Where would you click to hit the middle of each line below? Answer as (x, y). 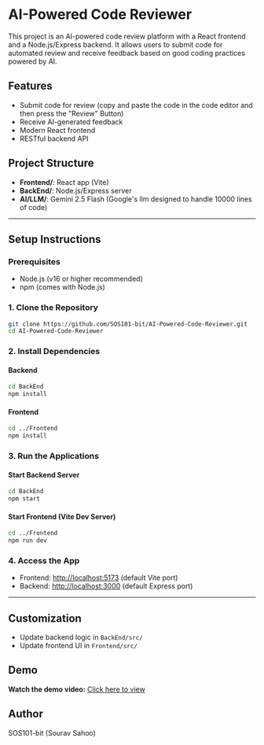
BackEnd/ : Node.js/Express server (75, 190)
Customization (45, 618)
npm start (24, 499)
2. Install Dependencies (54, 352)
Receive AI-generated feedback (71, 122)
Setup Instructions (55, 239)
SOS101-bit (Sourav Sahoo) (52, 732)
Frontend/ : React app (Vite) (64, 182)
